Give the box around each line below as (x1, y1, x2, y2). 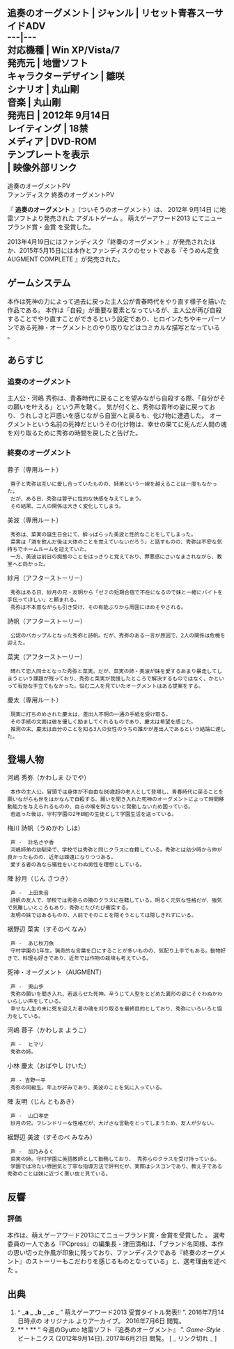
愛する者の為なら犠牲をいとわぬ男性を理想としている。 (10, 861, 145, 868)
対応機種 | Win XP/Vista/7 (7, 45, 120, 56)
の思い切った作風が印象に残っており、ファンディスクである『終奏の (7, 1249, 202, 1257)
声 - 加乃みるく (10, 1148, 54, 1155)
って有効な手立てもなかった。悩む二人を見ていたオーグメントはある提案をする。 (7, 682, 204, 689)
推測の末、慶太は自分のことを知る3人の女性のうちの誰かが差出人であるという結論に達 (10, 725, 221, 732)
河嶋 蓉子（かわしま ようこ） (7, 1026, 91, 1034)
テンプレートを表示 (7, 149, 90, 161)
